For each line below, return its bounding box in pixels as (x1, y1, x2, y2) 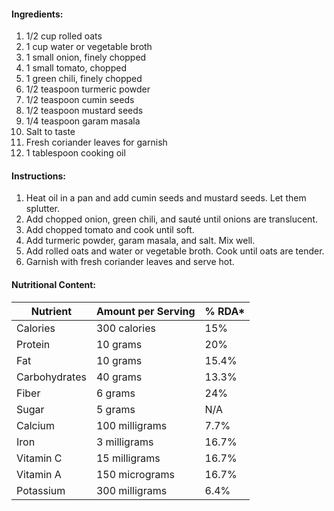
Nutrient (30, 304, 73, 318)
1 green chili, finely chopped (25, 73, 143, 85)
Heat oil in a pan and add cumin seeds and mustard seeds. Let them (25, 192, 307, 204)
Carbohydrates (16, 370, 87, 384)
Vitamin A (16, 467, 62, 481)
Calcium (16, 418, 56, 432)
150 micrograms (95, 467, 175, 481)
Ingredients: (11, 8, 64, 20)
